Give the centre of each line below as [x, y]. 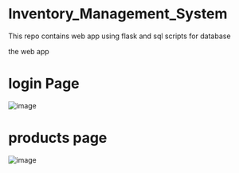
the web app [29, 51]
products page [58, 138]
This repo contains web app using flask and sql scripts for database [119, 36]
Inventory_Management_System [118, 14]
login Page [44, 84]
